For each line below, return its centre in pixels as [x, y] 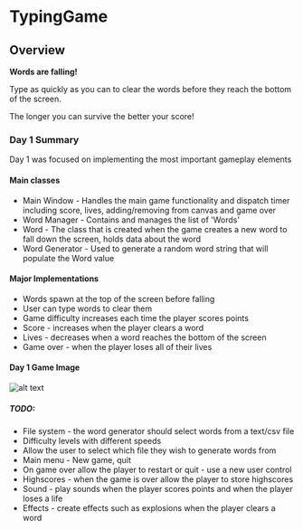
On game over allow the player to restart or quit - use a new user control [157, 469]
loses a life [43, 498]
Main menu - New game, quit [76, 459]
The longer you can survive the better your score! [102, 116]
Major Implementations [54, 279]
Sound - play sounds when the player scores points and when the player [157, 488]
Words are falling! [43, 71]
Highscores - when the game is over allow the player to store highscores [158, 479]
